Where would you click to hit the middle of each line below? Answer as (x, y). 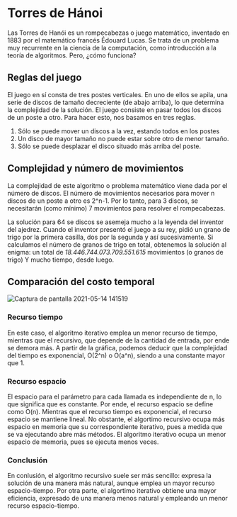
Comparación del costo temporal (81, 282)
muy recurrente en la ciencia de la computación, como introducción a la (112, 48)
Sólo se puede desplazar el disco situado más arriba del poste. (109, 146)
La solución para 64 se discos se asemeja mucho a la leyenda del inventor (116, 222)
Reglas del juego (45, 78)
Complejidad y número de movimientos (96, 168)
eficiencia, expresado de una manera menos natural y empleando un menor (118, 499)
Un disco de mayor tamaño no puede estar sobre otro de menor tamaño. (123, 138)
